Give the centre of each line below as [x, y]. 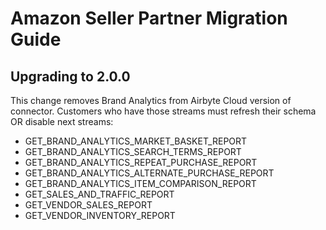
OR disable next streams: [62, 121]
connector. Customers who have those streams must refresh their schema [163, 111]
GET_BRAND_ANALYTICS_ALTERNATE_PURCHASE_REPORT [149, 173]
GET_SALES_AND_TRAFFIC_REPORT [99, 194]
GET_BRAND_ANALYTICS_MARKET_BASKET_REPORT [136, 141]
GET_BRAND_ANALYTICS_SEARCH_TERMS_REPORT [133, 151]
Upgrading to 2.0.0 [70, 76]
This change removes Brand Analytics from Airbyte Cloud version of [151, 100]
